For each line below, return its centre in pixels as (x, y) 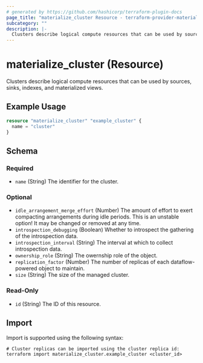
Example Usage (36, 107)
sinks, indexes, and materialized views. (55, 88)
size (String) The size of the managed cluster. (72, 275)
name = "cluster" (34, 126)
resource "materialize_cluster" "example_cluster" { (74, 121)
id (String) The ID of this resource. (58, 304)
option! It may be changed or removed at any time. (78, 223)
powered (26, 268)
